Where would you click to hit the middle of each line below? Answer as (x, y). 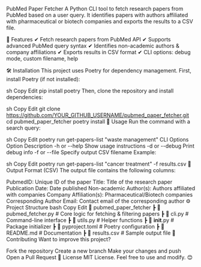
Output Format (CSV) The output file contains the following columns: (91, 170)
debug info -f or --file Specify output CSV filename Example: (81, 152)
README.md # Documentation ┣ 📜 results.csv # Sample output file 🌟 (91, 233)
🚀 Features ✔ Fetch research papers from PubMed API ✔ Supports (88, 39)
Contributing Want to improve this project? (58, 239)
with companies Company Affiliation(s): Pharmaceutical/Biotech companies (100, 195)
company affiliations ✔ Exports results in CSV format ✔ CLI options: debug (98, 52)
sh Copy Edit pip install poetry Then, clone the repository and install (90, 91)
